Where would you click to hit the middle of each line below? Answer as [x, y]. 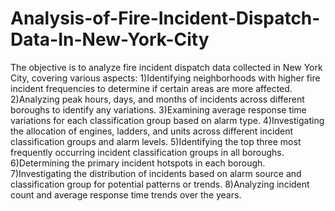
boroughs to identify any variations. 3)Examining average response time [158, 109]
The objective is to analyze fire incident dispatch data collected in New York [166, 67]
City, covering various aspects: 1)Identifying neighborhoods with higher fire [165, 78]
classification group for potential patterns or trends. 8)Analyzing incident [160, 184]
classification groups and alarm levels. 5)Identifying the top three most [156, 141]
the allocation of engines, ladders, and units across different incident [151, 131]
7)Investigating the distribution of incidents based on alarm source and [156, 173]
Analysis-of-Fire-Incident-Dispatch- [165, 18]
